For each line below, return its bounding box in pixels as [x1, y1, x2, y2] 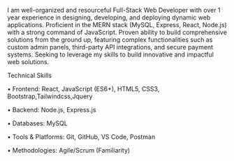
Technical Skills [7, 71, 52, 79]
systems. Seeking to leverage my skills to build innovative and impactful [7, 50, 214, 59]
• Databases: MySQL [7, 119, 68, 128]
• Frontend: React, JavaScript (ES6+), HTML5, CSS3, [7, 85, 160, 93]
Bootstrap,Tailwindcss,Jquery [7, 92, 93, 100]
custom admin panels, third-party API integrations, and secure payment [7, 43, 214, 51]
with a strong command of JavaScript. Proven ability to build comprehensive [7, 28, 227, 36]
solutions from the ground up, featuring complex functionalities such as [7, 36, 213, 44]
